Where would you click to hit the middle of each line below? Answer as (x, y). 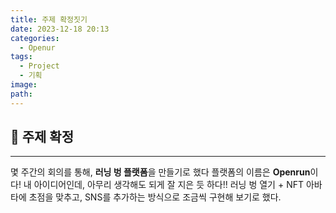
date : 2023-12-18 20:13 (60, 29)
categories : (35, 38)
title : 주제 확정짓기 (49, 19)
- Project (39, 66)
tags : (21, 57)
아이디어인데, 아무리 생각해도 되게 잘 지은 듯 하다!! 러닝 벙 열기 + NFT (168, 185)
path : (21, 94)
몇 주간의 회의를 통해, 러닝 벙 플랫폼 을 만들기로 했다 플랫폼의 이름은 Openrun (160, 172)
